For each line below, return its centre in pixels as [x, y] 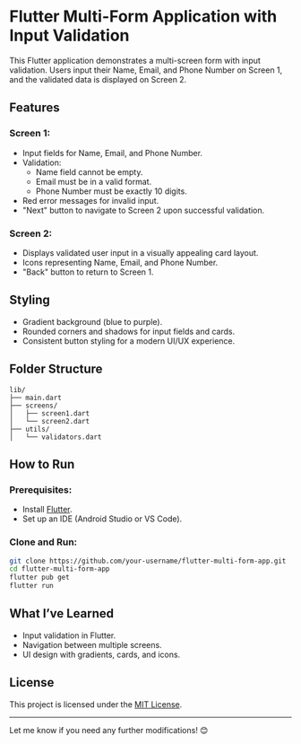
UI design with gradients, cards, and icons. [101, 654]
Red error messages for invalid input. [90, 200]
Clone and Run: [43, 542]
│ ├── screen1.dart [50, 413]
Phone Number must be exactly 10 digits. [112, 191]
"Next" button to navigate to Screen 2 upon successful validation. [143, 210]
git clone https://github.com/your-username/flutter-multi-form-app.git [148, 561]
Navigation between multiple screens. [92, 644]
